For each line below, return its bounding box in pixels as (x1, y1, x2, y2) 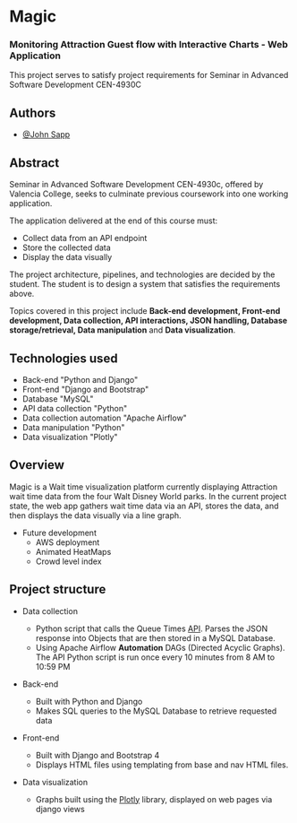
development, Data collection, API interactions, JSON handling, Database (9, 316, 288, 326)
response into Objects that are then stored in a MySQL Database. (35, 632, 276, 643)
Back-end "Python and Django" (21, 374, 139, 385)
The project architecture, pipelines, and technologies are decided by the (9, 269, 276, 280)
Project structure (9, 582, 106, 597)
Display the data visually (21, 252, 113, 263)
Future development (21, 527, 97, 538)
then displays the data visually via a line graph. (9, 509, 182, 521)
